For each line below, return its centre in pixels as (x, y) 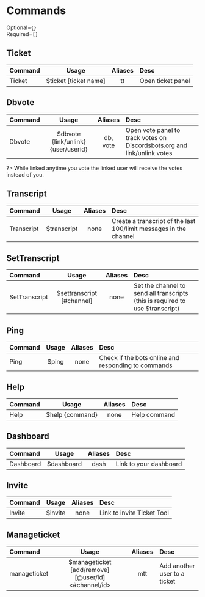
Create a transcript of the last (154, 221)
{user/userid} (69, 149)
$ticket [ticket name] (76, 81)
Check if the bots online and (139, 358)
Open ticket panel (165, 81)
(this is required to (160, 301)
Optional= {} (21, 27)
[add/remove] (90, 570)
